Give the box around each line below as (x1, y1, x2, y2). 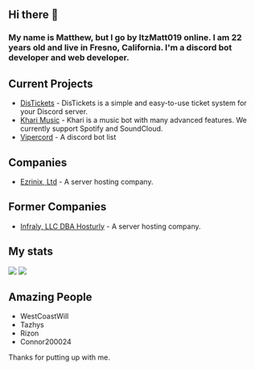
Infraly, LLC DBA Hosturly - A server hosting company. (19, 222, 201, 231)
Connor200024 (19, 337, 72, 347)
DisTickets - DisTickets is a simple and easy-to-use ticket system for (19, 98, 247, 108)
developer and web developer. (8, 52, 130, 63)
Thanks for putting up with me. (8, 352, 110, 362)
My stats (8, 245, 54, 258)
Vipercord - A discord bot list (19, 132, 117, 142)
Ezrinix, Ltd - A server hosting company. (19, 177, 154, 186)
